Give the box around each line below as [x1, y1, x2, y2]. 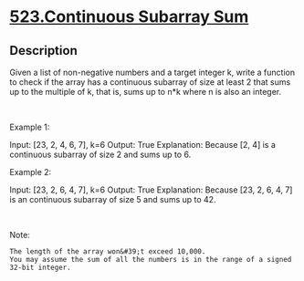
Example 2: [9, 167, 52, 177]
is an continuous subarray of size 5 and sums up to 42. [9, 194, 216, 204]
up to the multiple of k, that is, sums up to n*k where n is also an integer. [9, 87, 282, 97]
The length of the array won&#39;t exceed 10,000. [9, 247, 206, 256]
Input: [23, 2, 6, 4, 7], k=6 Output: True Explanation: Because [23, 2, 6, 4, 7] [9, 184, 293, 195]
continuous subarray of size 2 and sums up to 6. [9, 149, 192, 160]
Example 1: [9, 121, 50, 132]
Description [9, 43, 78, 58]
